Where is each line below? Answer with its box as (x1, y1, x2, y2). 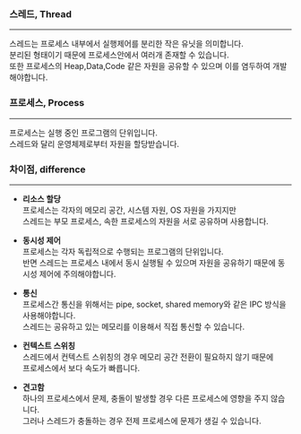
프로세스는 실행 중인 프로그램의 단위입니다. (9, 127, 159, 138)
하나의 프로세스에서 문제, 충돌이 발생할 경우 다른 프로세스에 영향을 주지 (21, 393, 269, 404)
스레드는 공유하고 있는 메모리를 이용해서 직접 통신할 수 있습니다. (21, 321, 245, 332)
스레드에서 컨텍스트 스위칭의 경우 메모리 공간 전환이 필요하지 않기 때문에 (21, 352, 274, 362)
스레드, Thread (9, 7, 73, 20)
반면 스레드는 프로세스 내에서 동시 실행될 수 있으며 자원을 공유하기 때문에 (21, 257, 276, 268)
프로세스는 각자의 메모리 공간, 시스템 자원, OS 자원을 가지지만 (21, 204, 237, 215)
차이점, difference (9, 163, 87, 176)
